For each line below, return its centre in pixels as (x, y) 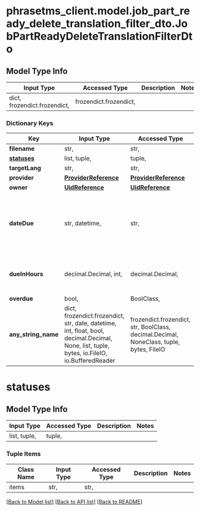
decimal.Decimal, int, (93, 274)
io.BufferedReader (90, 361)
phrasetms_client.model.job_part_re (98, 11)
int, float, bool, (84, 331)
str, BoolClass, (150, 327)
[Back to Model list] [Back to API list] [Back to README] (74, 501)
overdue (21, 298)
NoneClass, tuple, (155, 342)
